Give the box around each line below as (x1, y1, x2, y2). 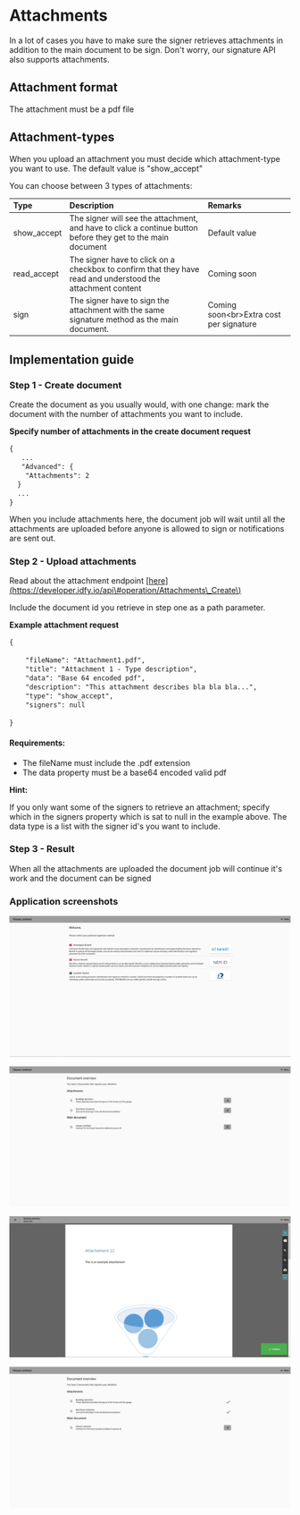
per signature (207, 319, 257, 329)
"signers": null (25, 701, 87, 710)
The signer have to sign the (69, 294, 170, 305)
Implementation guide (9, 352, 135, 367)
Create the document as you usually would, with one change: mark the (9, 399, 270, 410)
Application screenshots (9, 895, 119, 907)
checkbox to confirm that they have (69, 263, 200, 274)
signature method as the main (69, 314, 179, 325)
